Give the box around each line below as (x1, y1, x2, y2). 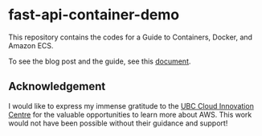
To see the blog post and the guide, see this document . (8, 56, 191, 66)
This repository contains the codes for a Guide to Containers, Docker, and (8, 32, 253, 42)
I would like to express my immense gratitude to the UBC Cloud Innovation (8, 101, 255, 110)
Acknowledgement (8, 80, 106, 93)
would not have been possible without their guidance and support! (8, 118, 228, 128)
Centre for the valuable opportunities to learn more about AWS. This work (8, 109, 252, 119)
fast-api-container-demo (8, 6, 179, 24)
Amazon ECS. (8, 40, 54, 50)
